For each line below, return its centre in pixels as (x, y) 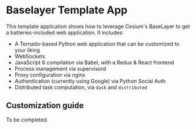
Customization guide (45, 106)
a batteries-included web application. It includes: (65, 32)
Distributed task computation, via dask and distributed (81, 87)
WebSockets (30, 56)
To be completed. (27, 120)
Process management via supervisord (60, 68)
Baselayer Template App (67, 10)
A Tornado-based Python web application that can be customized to (97, 44)
